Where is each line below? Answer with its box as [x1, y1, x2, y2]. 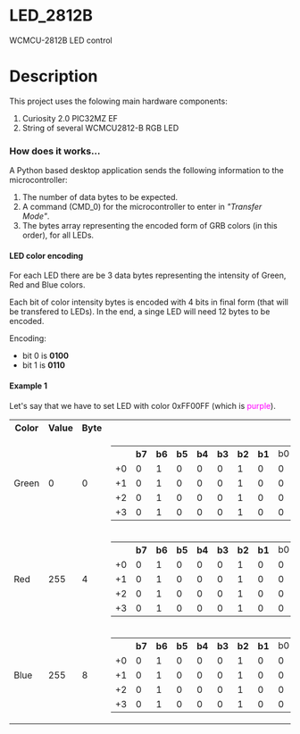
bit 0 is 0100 [21, 350, 70, 362]
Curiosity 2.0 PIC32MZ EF [21, 113, 119, 123]
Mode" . [21, 211, 50, 221]
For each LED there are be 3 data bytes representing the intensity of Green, [9, 270, 287, 281]
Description [9, 66, 98, 87]
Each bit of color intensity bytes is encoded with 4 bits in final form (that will [9, 296, 288, 308]
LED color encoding [9, 250, 84, 261]
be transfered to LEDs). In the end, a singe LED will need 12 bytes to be [9, 306, 271, 317]
